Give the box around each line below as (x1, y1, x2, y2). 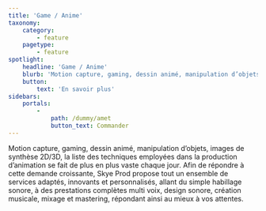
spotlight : (8, 56, 44, 64)
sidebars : (8, 92, 41, 100)
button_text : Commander (50, 122, 129, 130)
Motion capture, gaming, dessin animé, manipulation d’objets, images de (8, 143, 245, 153)
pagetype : (22, 41, 55, 49)
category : (22, 26, 55, 34)
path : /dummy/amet (50, 115, 112, 122)
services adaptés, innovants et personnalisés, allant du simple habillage (8, 177, 242, 187)
